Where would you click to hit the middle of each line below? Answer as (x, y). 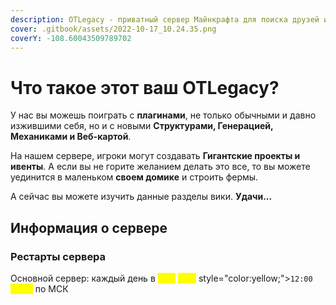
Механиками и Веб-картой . (71, 137)
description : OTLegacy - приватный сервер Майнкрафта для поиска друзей (165, 19)
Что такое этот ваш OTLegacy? (145, 87)
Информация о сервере (89, 227)
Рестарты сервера (58, 256)
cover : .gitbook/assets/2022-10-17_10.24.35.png (113, 29)
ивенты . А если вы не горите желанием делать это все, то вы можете (160, 167)
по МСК (51, 289)
